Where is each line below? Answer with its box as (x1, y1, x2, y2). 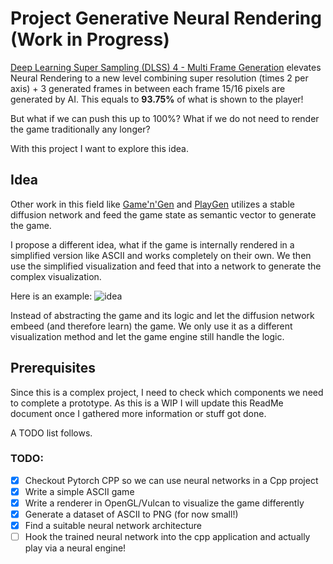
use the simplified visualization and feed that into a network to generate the (10, 260, 322, 272)
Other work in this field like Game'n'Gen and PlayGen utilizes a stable (10, 198, 295, 210)
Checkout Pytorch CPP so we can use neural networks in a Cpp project (24, 474, 319, 486)
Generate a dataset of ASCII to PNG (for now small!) (24, 508, 239, 521)
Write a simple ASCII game (24, 485, 135, 497)
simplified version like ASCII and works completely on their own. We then (10, 249, 312, 261)
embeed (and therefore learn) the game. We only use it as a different (10, 320, 293, 332)
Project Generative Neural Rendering (10, 7, 322, 30)
